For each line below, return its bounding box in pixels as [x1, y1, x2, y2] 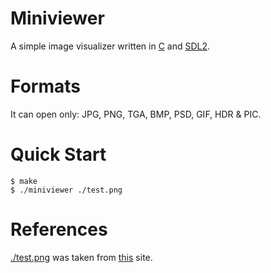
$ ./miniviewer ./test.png [10, 185, 123, 195]
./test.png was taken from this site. [10, 251, 153, 263]
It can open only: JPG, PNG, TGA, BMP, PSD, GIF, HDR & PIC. [10, 108, 262, 120]
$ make [10, 176, 38, 186]
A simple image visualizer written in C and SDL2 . [10, 40, 211, 52]
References [10, 218, 108, 241]
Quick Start [10, 143, 107, 166]
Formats [10, 75, 81, 98]
